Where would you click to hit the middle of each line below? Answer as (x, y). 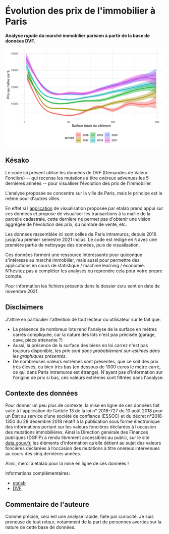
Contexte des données (42, 393)
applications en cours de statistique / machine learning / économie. (75, 265)
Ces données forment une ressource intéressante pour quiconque (74, 255)
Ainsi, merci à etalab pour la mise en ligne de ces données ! (67, 464)
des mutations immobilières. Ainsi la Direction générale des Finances (77, 432)
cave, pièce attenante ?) (38, 340)
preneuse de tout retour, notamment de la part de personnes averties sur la (83, 522)
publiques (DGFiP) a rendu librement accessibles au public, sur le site (77, 438)
